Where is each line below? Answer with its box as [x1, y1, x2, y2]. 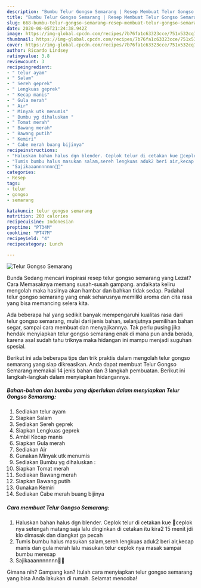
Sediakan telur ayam [15, 408, 66, 415]
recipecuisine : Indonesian [7, 219, 74, 225]
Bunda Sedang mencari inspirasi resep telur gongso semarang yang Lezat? [7, 274, 191, 281]
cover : [7, 42, 23, 48]
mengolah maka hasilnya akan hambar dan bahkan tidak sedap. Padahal [7, 287, 184, 294]
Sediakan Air [15, 446, 47, 453]
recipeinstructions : [7, 147, 58, 153]
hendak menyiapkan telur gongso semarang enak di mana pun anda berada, [7, 330, 194, 337]
